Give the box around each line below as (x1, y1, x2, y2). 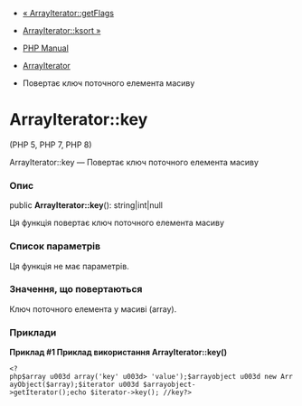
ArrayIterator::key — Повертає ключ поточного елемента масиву (9, 156, 260, 167)
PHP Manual (22, 42, 70, 53)
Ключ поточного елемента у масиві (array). (9, 303, 177, 315)
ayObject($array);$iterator (9, 380, 116, 390)
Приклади (9, 326, 57, 338)
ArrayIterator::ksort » (22, 25, 101, 35)
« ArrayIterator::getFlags (22, 8, 115, 18)
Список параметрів (9, 240, 101, 252)
